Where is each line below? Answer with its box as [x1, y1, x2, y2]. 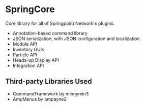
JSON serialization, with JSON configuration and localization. [12, 35, 141, 42]
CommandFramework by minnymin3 [12, 90, 89, 97]
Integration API [12, 62, 44, 68]
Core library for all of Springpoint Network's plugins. [5, 20, 115, 26]
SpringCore [5, 4, 55, 15]
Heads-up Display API [12, 57, 60, 63]
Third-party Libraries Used [5, 77, 92, 86]
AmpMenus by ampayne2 [12, 96, 67, 102]
